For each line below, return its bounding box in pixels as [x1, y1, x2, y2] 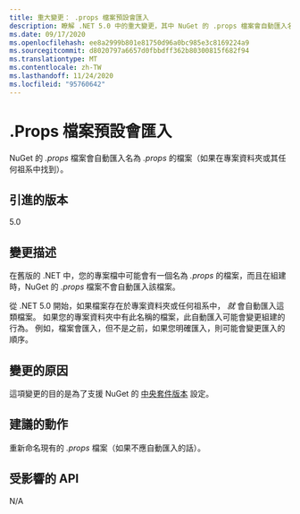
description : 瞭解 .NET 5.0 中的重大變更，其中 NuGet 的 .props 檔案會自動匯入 [9, 21, 287, 30]
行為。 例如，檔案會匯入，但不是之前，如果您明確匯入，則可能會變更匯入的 [9, 323, 286, 334]
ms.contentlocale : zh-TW [9, 64, 102, 73]
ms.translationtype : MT [9, 55, 98, 64]
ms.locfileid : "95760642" [9, 80, 105, 89]
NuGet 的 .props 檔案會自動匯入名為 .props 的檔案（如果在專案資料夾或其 [9, 152, 279, 163]
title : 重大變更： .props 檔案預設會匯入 [9, 13, 150, 22]
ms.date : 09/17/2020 [9, 30, 87, 39]
